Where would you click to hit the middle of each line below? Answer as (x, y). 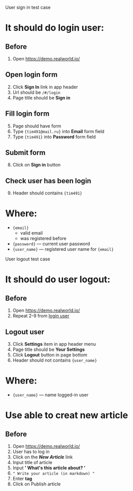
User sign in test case (28, 7)
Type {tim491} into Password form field (54, 137)
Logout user (25, 332)
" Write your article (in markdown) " (54, 473)
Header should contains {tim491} (47, 193)
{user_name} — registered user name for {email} (63, 249)
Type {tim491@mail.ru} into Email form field (58, 131)
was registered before (43, 239)
